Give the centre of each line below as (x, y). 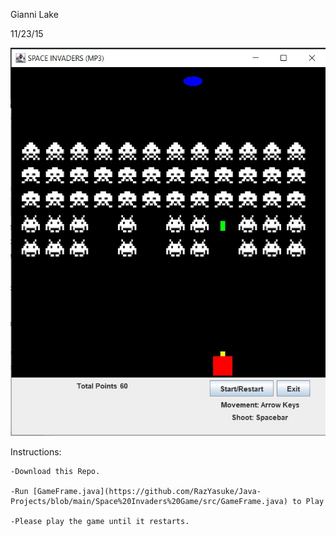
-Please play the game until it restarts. (100, 521)
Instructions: (36, 451)
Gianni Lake (34, 14)
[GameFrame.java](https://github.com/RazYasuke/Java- (147, 491)
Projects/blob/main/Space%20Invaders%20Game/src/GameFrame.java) (149, 501)
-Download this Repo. (55, 471)
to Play (308, 501)
